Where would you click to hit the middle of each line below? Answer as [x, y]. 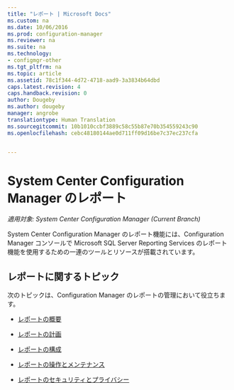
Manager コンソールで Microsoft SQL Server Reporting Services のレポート [117, 243]
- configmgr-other [34, 60]
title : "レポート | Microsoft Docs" [59, 14]
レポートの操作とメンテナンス [61, 364]
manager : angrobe [33, 113]
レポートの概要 [39, 319]
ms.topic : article [34, 73]
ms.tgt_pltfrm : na [34, 67]
